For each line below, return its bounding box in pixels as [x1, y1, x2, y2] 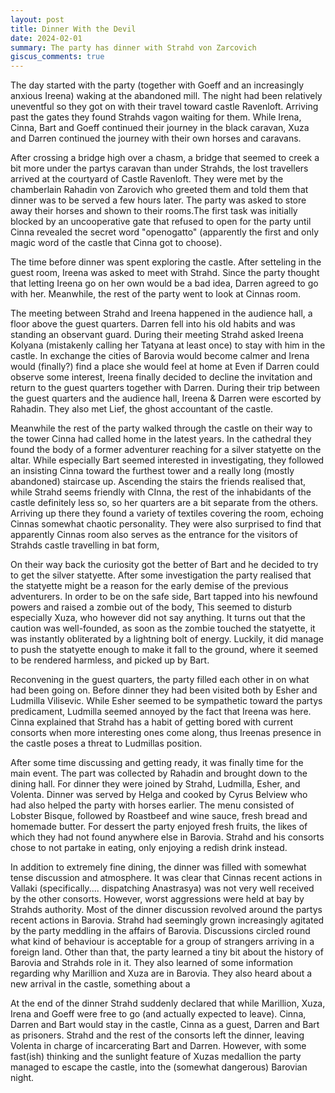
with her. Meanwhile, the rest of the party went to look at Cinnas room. [10, 288, 302, 300]
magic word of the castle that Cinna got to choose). [10, 237, 223, 249]
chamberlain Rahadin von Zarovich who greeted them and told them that [10, 184, 309, 196]
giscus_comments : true [10, 52, 105, 62]
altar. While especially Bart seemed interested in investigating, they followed [10, 454, 325, 466]
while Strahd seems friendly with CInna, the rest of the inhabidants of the [10, 486, 312, 498]
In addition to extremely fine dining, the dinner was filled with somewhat [10, 861, 307, 873]
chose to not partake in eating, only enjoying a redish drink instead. [10, 842, 288, 854]
